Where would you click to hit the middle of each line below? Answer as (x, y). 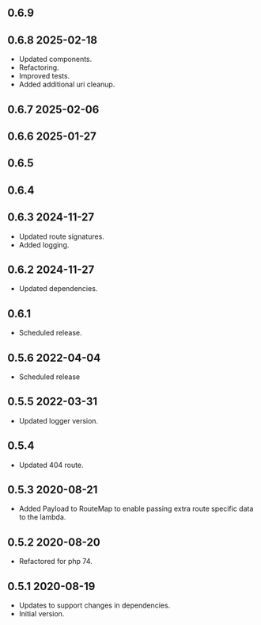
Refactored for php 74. (55, 562)
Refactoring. (39, 67)
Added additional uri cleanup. (67, 84)
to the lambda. (42, 517)
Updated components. (55, 59)
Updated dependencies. (58, 289)
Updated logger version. (59, 420)
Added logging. (44, 244)
